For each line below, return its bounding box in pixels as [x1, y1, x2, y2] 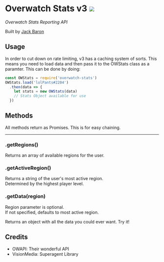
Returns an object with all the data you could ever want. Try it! [5, 219, 130, 224]
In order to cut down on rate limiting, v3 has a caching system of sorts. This [5, 56, 157, 61]
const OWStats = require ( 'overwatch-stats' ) [5, 75, 97, 81]
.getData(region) [5, 193, 46, 200]
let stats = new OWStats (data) [14, 89, 78, 94]
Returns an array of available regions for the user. [5, 152, 105, 159]
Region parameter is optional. [5, 204, 64, 210]
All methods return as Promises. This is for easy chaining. [5, 124, 121, 130]
